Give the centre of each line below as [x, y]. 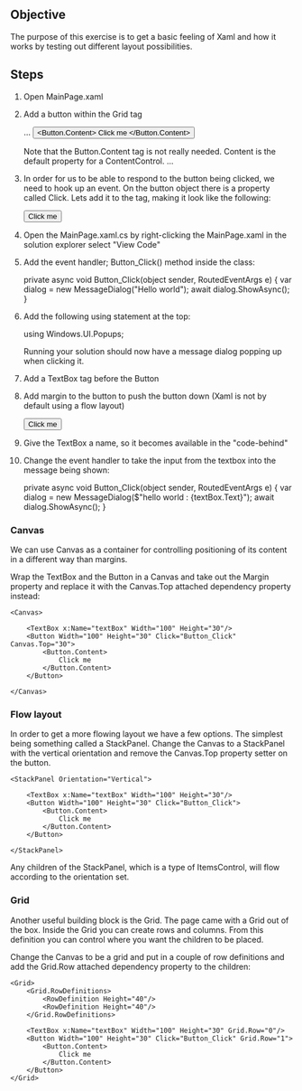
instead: [25, 596]
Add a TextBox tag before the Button [91, 378]
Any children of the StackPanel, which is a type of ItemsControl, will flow [145, 868]
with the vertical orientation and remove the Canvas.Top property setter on [149, 753]
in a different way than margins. [69, 559]
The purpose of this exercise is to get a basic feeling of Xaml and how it [143, 36]
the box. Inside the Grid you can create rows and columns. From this [137, 929]
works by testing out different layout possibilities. [101, 46]
